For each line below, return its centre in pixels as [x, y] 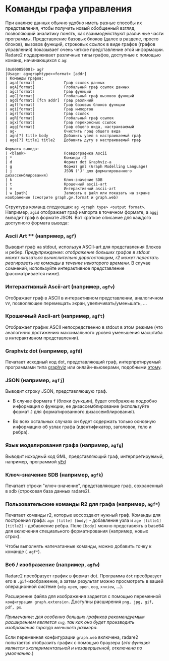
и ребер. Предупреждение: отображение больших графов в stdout [77, 252]
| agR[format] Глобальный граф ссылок [60, 118]
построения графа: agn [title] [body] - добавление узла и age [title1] [83, 520]
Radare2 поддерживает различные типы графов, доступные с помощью [83, 55]
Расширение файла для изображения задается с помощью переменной [83, 596]
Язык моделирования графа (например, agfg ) [64, 445]
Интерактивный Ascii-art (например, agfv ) [60, 287]
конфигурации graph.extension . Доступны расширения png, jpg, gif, [80, 602]
